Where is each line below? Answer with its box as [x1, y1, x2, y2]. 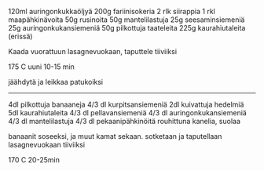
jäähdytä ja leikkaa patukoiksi [8, 78, 104, 86]
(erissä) [8, 31, 33, 41]
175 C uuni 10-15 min [8, 62, 75, 71]
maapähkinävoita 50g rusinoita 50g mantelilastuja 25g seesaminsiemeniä [8, 15, 245, 24]
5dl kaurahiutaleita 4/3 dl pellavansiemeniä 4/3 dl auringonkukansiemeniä [8, 108, 247, 117]
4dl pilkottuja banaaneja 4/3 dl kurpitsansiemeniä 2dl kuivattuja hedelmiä [8, 100, 244, 109]
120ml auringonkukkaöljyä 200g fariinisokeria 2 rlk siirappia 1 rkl [8, 7, 216, 16]
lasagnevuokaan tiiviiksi [8, 140, 85, 149]
